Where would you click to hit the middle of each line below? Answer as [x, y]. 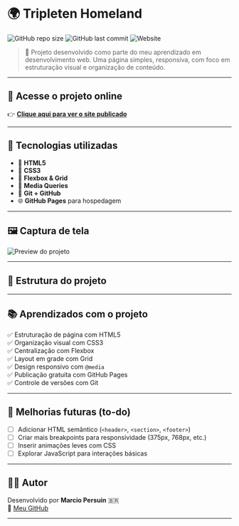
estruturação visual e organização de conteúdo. [95, 67]
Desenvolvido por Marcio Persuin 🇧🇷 [63, 500]
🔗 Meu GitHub [28, 508]
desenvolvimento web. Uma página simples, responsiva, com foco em [127, 59]
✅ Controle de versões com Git [53, 383]
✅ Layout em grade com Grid [50, 359]
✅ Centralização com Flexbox [51, 351]
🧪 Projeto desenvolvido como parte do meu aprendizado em [113, 52]
